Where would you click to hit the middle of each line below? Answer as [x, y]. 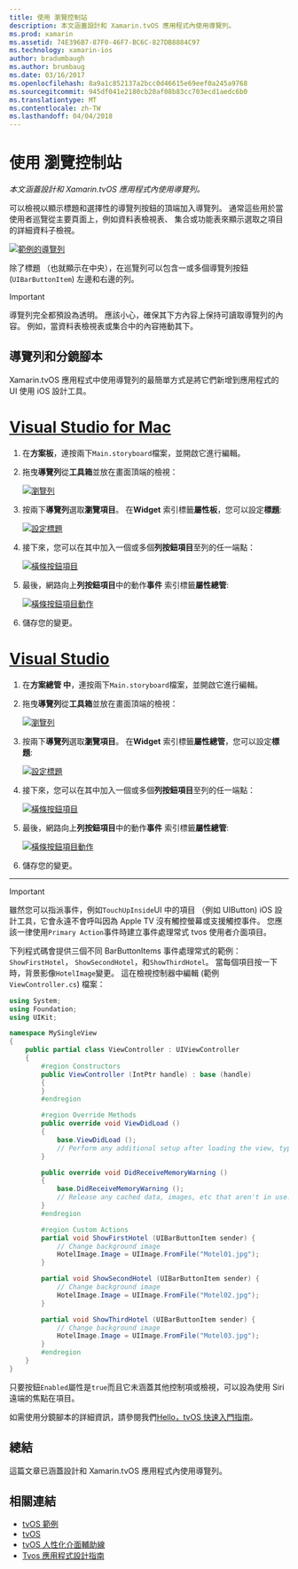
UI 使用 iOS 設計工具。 [50, 390]
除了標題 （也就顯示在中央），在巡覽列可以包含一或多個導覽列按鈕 [129, 268]
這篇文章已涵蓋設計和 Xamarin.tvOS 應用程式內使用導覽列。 [118, 1471]
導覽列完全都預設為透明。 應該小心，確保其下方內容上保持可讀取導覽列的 [142, 315]
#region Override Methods [89, 1115]
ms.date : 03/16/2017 [47, 75]
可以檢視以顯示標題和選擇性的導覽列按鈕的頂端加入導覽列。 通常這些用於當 [146, 208]
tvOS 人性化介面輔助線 [63, 1545]
